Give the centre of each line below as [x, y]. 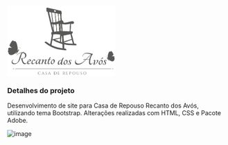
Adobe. [18, 121]
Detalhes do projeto [41, 90]
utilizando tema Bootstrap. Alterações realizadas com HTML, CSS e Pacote [114, 113]
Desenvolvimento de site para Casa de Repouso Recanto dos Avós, [103, 105]
